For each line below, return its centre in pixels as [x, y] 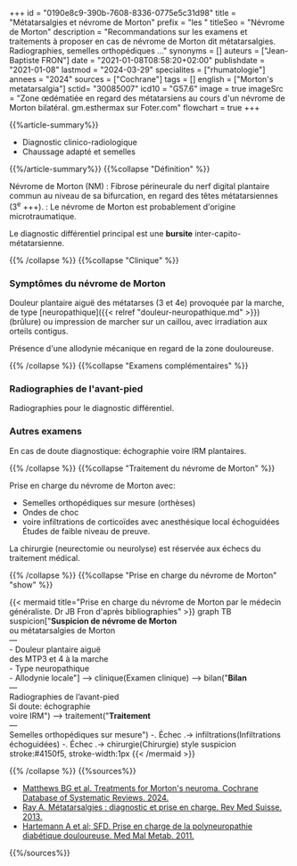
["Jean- [275, 51]
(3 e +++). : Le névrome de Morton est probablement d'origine [123, 206]
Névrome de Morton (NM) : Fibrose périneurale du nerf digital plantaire [140, 186]
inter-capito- [218, 233]
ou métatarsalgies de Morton [62, 630]
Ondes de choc [50, 512]
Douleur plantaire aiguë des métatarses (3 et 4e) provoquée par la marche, [147, 302]
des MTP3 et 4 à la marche [59, 658]
